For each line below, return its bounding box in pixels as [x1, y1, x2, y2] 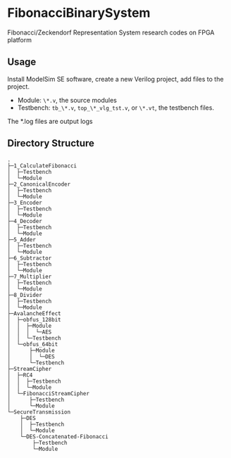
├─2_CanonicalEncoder [7, 181, 71, 188]
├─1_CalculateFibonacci [7, 162, 77, 170]
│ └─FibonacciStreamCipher [7, 390, 90, 397]
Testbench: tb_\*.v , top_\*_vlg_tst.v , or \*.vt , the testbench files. [17, 103, 215, 112]
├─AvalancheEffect [7, 310, 61, 317]
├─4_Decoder [7, 217, 42, 224]
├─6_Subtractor [7, 255, 52, 262]
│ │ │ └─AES [7, 329, 52, 336]
